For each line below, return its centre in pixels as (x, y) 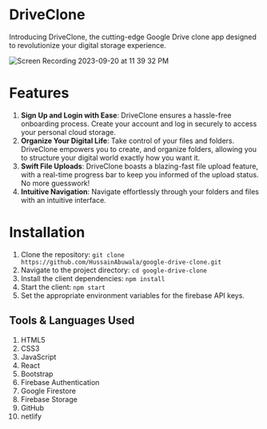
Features (39, 93)
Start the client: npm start (63, 287)
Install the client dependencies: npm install (93, 278)
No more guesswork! (55, 183)
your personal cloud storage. (68, 132)
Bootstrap (37, 374)
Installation (47, 232)
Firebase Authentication (60, 382)
